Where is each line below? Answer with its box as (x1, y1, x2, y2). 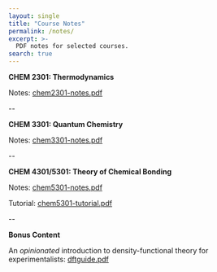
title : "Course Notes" (8, 20, 85, 28)
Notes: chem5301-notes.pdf (8, 182, 103, 192)
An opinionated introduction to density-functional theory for (8, 246, 209, 255)
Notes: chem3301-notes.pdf (8, 135, 103, 145)
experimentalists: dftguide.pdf (8, 254, 110, 264)
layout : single (8, 11, 60, 20)
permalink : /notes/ (8, 27, 75, 35)
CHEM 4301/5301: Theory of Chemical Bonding (8, 167, 172, 176)
